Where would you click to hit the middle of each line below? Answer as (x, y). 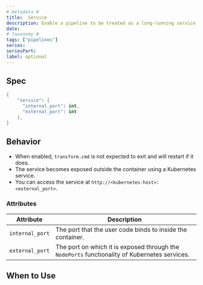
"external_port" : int (50, 112)
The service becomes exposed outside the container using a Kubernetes (105, 169)
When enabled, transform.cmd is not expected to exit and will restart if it (104, 156)
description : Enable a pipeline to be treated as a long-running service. (102, 23)
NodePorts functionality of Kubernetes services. (123, 254)
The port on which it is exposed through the (117, 246)
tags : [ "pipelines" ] (32, 40)
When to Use (31, 276)
